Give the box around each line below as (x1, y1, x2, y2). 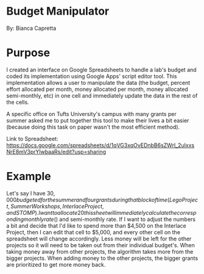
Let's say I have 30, (6, 189, 55, 196)
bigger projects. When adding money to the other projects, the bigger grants (6, 254, 199, 262)
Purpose (6, 46, 51, 60)
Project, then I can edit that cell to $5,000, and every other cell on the (6, 228, 181, 236)
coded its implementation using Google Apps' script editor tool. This (6, 72, 177, 80)
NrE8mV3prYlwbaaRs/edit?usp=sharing (6, 148, 107, 155)
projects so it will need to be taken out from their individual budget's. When (6, 241, 195, 248)
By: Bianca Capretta (6, 24, 57, 32)
